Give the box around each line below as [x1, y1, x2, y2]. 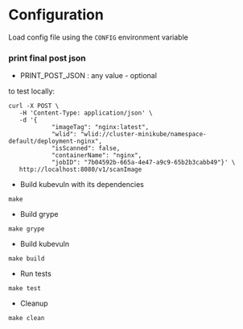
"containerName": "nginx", [51, 152, 142, 160]
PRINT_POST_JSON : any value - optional [19, 71, 157, 81]
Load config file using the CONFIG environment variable [8, 32, 189, 42]
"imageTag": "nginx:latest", [51, 123, 150, 131]
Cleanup [19, 298, 48, 308]
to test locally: [8, 86, 55, 96]
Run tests [19, 269, 52, 279]
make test [8, 285, 42, 293]
